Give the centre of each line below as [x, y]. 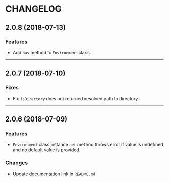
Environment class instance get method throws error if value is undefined [88, 145]
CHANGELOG [33, 9]
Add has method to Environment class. [52, 52]
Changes [17, 163]
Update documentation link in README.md [54, 174]
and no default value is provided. [47, 150]
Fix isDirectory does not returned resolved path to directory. [76, 98]
